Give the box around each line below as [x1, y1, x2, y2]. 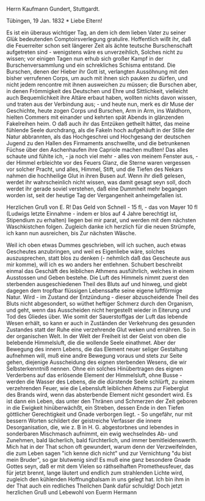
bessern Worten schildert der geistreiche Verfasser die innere [6, 417, 162, 424]
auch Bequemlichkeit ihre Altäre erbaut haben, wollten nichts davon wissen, [6, 94, 197, 101]
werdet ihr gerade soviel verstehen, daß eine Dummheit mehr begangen [6, 185, 187, 192]
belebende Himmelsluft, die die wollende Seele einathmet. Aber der [6, 339, 176, 346]
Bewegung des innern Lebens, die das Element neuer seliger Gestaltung [6, 345, 188, 353]
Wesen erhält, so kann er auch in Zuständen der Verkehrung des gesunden [6, 320, 195, 326]
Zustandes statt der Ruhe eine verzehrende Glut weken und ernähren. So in [6, 326, 196, 333]
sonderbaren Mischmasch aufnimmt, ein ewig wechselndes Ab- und [6, 430, 178, 437]
